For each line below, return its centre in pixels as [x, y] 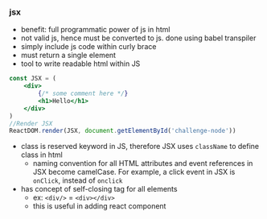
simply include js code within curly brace [88, 47]
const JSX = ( [33, 79]
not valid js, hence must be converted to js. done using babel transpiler [138, 38]
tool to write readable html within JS [80, 64]
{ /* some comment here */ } [83, 94]
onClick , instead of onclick [78, 180]
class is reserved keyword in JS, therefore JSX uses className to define [140, 147]
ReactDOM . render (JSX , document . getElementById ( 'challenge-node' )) [123, 131]
